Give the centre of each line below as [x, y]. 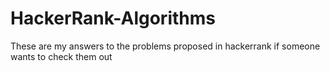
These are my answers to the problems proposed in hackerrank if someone [165, 46]
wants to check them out [61, 56]
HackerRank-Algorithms [113, 18]
